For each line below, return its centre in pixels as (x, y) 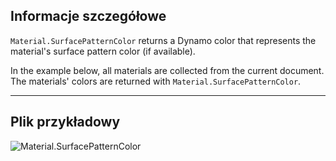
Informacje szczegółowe (88, 16)
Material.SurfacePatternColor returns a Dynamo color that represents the (163, 40)
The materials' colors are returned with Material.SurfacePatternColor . (156, 81)
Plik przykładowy (65, 122)
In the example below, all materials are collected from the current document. (167, 70)
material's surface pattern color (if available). (103, 51)
